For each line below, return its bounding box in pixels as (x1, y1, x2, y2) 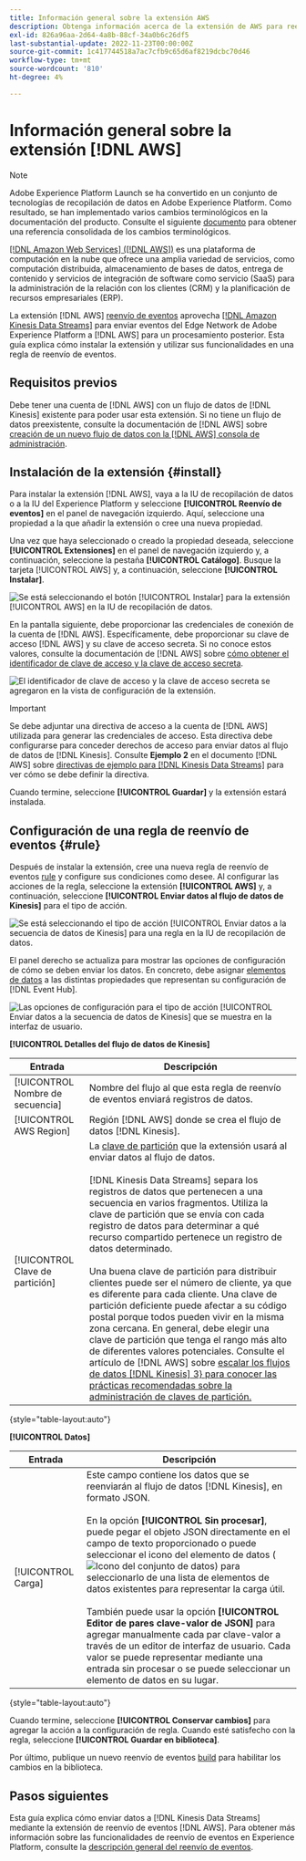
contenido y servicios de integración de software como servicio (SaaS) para (9, 273, 295, 284)
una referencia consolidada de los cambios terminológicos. (9, 225, 231, 237)
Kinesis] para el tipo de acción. (9, 900, 127, 911)
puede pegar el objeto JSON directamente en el (86, 1525, 291, 1538)
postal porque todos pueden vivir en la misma (89, 1311, 285, 1324)
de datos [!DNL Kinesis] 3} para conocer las (89, 1367, 278, 1380)
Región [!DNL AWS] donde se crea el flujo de (89, 1114, 281, 1127)
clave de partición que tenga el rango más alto (89, 1334, 288, 1346)
